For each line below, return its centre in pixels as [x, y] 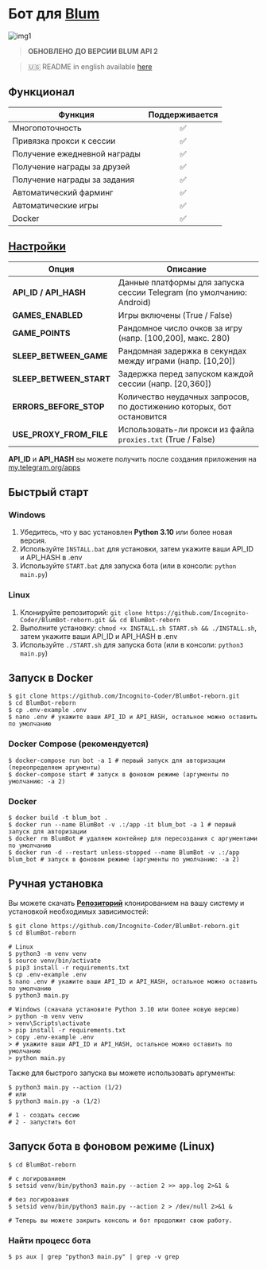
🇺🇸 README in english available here [90, 66]
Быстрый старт [48, 492]
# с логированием [37, 1178]
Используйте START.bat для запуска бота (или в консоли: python [128, 566]
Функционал [42, 92]
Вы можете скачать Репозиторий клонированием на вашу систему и [126, 903]
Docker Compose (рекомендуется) [79, 744]
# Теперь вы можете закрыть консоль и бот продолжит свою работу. [120, 1221]
